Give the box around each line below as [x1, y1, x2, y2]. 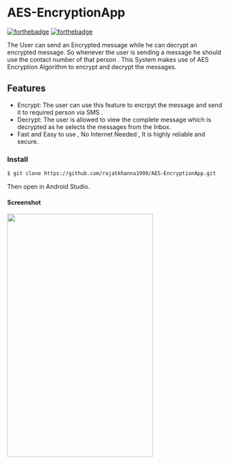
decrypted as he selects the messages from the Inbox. [16, 122, 171, 131]
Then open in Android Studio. [7, 182, 91, 190]
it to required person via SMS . [16, 108, 104, 116]
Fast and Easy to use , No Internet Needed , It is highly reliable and [16, 130, 206, 138]
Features [7, 82, 46, 94]
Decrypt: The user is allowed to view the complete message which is [16, 115, 211, 124]
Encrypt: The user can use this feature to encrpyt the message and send [16, 101, 223, 109]
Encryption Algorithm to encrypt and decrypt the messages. [7, 62, 177, 71]
